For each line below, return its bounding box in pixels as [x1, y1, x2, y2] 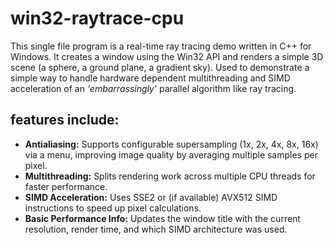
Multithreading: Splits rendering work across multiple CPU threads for [24, 170, 316, 182]
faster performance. [24, 180, 108, 192]
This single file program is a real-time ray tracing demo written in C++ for [10, 40, 312, 52]
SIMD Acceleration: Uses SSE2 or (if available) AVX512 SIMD [24, 191, 278, 203]
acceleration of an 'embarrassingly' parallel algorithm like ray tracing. [10, 82, 297, 94]
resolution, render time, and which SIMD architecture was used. [24, 223, 288, 235]
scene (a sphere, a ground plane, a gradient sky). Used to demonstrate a [10, 61, 310, 73]
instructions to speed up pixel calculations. [24, 202, 202, 214]
